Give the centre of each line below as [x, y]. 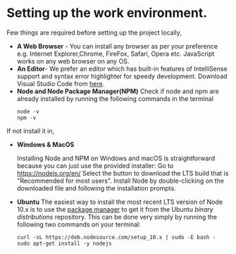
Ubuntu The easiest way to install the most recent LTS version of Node [120, 202]
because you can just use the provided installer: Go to [95, 165]
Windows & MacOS [45, 144]
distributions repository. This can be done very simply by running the [117, 217]
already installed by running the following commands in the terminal [115, 98]
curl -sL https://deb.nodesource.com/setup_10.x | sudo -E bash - [116, 237]
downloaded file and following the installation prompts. [97, 188]
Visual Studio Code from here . [61, 83]
